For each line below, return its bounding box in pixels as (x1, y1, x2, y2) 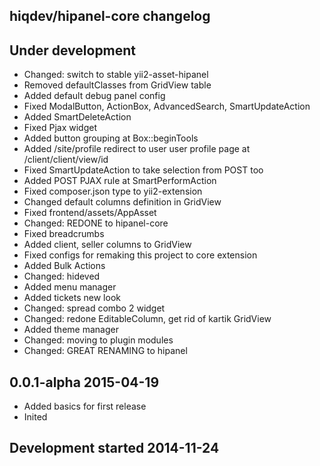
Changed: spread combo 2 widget (23, 302, 166, 314)
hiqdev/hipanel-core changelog (9, 8, 211, 25)
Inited (23, 411, 48, 423)
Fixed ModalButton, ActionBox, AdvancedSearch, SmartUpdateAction (23, 100, 311, 113)
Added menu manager (23, 281, 117, 293)
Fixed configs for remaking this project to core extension (23, 249, 258, 261)
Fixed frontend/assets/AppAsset (23, 207, 157, 219)
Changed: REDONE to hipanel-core (23, 217, 169, 229)
